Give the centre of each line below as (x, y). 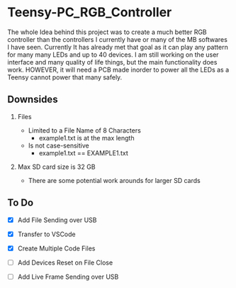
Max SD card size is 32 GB (56, 167)
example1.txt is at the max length (86, 138)
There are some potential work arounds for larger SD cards (114, 180)
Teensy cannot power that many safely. (65, 77)
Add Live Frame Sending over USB (68, 277)
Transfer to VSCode (46, 234)
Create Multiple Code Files (56, 248)
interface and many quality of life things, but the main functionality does (112, 62)
